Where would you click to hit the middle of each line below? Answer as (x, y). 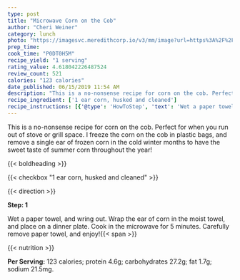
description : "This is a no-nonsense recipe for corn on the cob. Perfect (121, 93)
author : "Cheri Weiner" (43, 27)
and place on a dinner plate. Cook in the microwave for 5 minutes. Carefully (119, 226)
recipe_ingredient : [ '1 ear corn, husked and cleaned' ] (92, 100)
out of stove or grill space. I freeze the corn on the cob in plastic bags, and (117, 134)
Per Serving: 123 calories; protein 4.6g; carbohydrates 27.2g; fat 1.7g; (110, 261)
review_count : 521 (35, 73)
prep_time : (24, 47)
